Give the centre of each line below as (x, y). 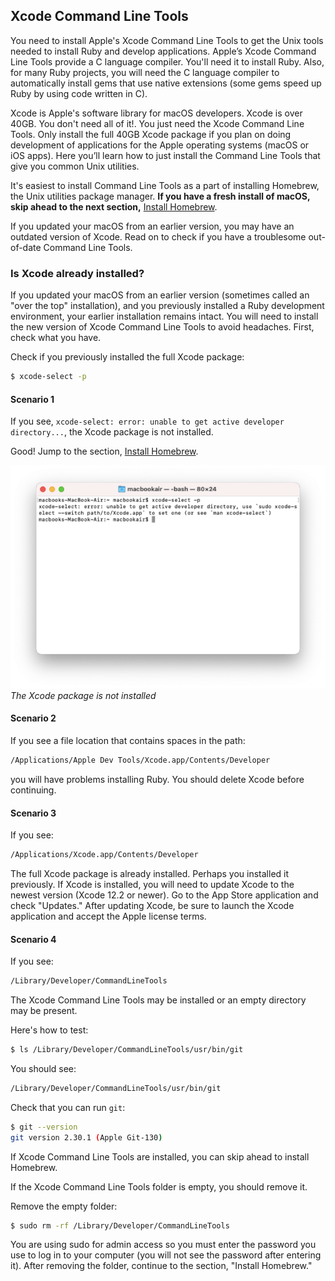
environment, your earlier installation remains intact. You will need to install (164, 316)
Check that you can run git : (68, 1107)
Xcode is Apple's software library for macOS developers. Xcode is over (156, 113)
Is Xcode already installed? (77, 273)
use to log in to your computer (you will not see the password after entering (166, 1255)
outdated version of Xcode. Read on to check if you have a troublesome (158, 236)
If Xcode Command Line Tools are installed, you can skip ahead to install (160, 1156)
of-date (26, 247)
